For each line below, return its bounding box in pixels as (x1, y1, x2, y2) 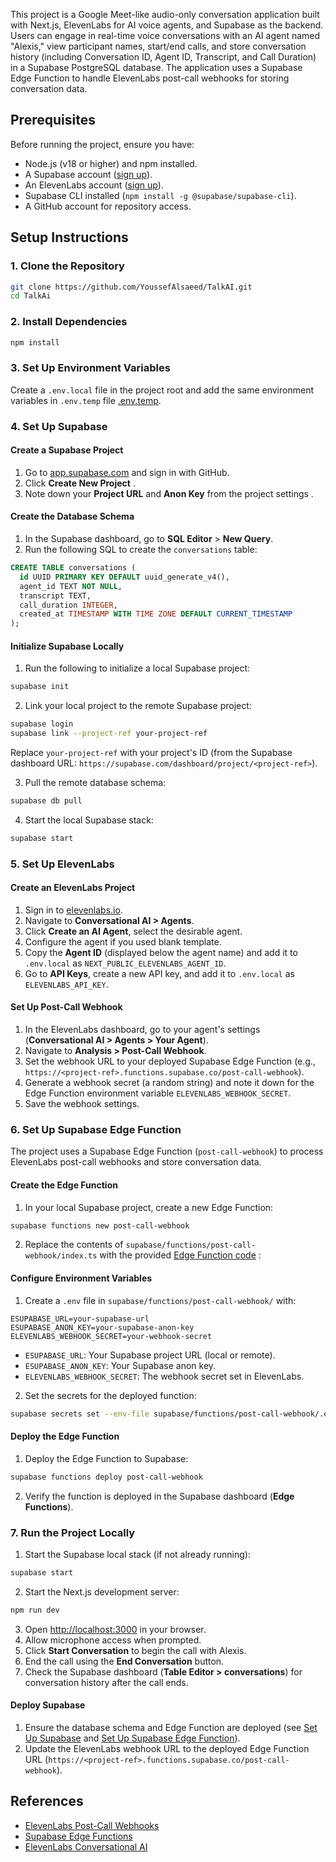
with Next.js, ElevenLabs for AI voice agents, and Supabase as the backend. (10, 19, 324, 31)
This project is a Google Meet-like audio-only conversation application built (10, 9, 320, 20)
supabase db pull (10, 796, 83, 806)
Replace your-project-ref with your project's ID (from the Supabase (10, 747, 293, 758)
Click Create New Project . (24, 477, 136, 489)
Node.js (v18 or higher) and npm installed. (24, 157, 198, 169)
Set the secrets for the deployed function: (24, 1389, 197, 1401)
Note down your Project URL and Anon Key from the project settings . (24, 487, 314, 499)
